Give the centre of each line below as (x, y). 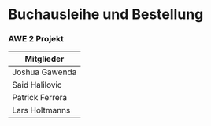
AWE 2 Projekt (36, 39)
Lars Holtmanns (41, 110)
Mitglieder (44, 59)
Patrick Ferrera (40, 98)
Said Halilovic (37, 85)
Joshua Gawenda (44, 72)
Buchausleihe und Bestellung (106, 14)
